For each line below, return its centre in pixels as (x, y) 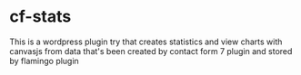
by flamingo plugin (44, 61)
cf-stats (40, 17)
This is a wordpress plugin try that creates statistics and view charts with (146, 42)
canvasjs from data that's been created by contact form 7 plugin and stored (151, 51)
